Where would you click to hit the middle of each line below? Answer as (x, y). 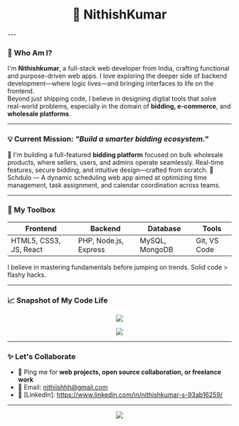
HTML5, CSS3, (36, 240)
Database (164, 228)
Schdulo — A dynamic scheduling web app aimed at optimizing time (107, 177)
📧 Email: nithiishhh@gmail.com (63, 387)
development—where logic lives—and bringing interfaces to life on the (111, 83)
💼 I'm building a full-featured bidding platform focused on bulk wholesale (115, 154)
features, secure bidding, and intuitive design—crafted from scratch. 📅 (111, 170)
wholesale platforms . (39, 114)
